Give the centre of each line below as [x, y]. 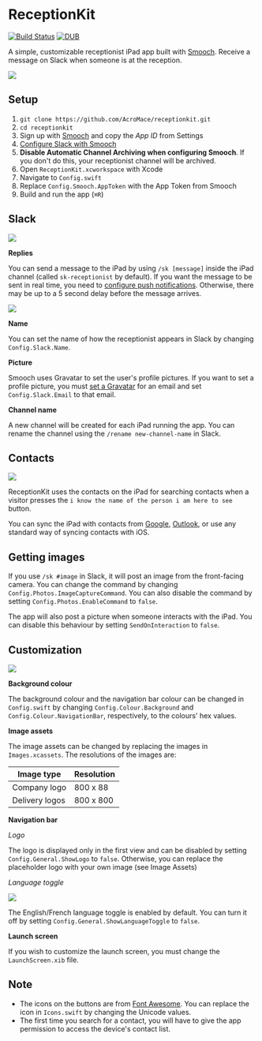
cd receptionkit [46, 128]
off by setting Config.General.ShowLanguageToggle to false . [104, 921]
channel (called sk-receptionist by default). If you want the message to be [130, 276]
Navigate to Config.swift [60, 177]
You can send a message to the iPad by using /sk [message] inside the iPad [131, 268]
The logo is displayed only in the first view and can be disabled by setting [127, 850]
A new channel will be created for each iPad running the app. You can [122, 425]
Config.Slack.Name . [39, 347]
